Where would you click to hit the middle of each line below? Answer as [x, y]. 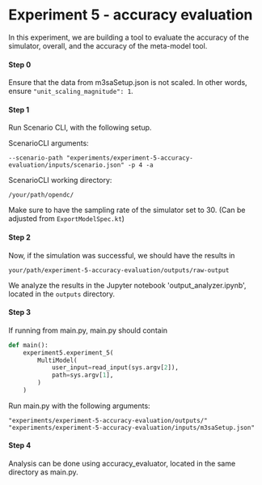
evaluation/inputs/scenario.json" [67, 165]
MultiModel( [58, 360]
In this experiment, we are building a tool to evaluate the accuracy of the [129, 37]
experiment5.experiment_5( [68, 353]
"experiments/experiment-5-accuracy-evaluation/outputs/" [108, 420]
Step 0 [20, 64]
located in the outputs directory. [62, 294]
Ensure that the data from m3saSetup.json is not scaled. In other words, [128, 83]
